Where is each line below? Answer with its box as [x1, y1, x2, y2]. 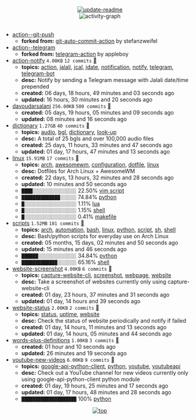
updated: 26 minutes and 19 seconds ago [21, 350, 127, 357]
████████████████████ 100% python [21, 395, 111, 402]
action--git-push [12, 31, 55, 38]
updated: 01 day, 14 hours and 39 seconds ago [21, 298, 141, 305]
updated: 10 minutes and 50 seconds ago [21, 181, 127, 187]
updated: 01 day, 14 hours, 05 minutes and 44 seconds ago [21, 330, 172, 337]
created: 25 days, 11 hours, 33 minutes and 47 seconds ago [21, 141, 173, 149]
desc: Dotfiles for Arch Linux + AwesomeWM [21, 168, 135, 174]
